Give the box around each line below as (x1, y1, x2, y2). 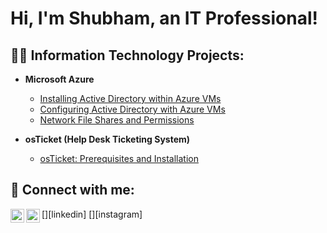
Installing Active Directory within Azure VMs (39, 93, 222, 104)
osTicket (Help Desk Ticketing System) (24, 133, 191, 145)
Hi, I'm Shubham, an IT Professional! (10, 7, 318, 30)
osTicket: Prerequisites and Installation (39, 153, 200, 164)
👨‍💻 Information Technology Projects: (10, 47, 245, 64)
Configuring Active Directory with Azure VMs (39, 103, 226, 115)
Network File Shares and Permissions (39, 114, 195, 126)
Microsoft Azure (24, 73, 95, 85)
